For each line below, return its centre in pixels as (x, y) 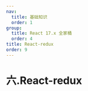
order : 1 (22, 22)
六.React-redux (44, 80)
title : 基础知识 (30, 17)
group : (14, 28)
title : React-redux (30, 45)
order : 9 (17, 50)
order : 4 (22, 39)
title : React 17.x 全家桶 (42, 33)
